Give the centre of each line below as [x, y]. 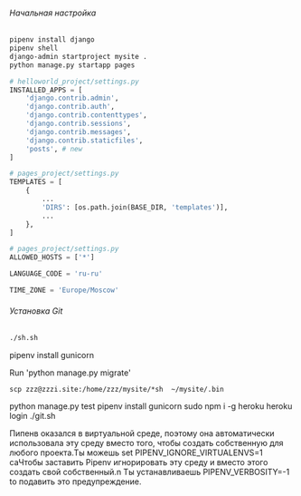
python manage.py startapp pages [72, 65]
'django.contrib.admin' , [72, 98]
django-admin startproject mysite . [78, 56]
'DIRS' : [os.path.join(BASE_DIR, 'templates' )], [135, 207]
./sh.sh [24, 338]
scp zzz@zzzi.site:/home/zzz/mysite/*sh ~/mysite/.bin [117, 390]
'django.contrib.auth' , [71, 107]
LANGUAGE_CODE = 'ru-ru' [56, 274]
